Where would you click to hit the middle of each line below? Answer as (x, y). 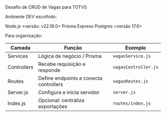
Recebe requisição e (62, 64)
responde (49, 70)
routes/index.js (132, 103)
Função (73, 48)
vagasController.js (136, 67)
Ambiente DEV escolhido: (31, 16)
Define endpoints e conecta (70, 78)
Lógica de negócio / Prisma (70, 56)
